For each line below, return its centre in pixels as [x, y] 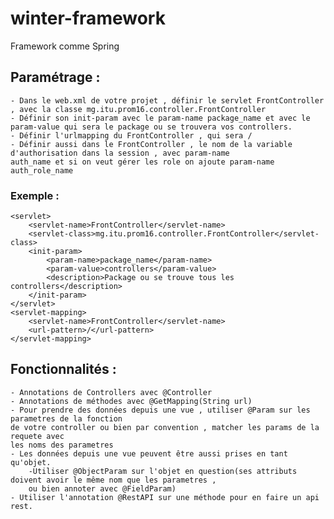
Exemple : [35, 195]
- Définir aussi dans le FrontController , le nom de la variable [151, 144]
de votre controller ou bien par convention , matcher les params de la [165, 427]
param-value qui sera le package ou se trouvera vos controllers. [151, 127]
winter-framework [88, 18]
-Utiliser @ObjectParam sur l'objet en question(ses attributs [163, 471]
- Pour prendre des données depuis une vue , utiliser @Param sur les [160, 410]
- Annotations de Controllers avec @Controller [111, 392]
